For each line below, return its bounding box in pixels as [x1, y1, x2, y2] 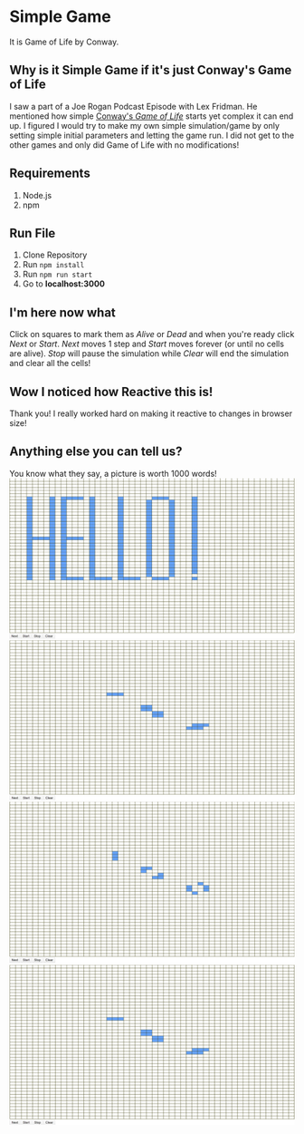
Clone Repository [22, 249, 88, 260]
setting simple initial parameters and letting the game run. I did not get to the [9, 130, 295, 141]
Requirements [9, 166, 90, 181]
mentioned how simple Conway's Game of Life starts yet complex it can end [9, 111, 294, 121]
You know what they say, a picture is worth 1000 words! [9, 468, 217, 479]
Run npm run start [22, 269, 93, 280]
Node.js [22, 189, 52, 200]
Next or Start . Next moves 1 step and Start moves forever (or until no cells [9, 338, 285, 350]
